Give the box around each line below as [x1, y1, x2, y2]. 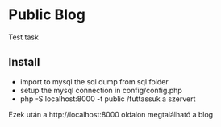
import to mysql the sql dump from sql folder [19, 76, 169, 86]
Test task [8, 32, 39, 42]
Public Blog [8, 6, 86, 24]
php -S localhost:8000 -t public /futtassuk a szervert [19, 94, 196, 104]
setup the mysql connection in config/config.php [19, 85, 183, 95]
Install [8, 55, 40, 69]
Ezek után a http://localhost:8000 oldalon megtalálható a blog [8, 109, 214, 119]
